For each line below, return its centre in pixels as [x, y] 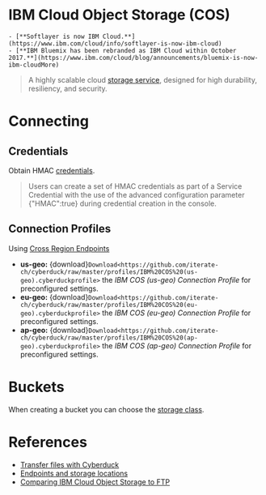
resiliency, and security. [68, 88]
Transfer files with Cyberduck [70, 464]
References [48, 442]
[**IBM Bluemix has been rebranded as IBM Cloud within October [126, 50]
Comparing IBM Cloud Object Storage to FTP [95, 482]
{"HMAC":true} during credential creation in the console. [122, 203]
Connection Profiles [60, 229]
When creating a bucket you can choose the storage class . [106, 409]
